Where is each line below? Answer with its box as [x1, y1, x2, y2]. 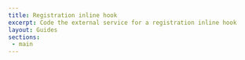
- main [11, 41, 34, 48]
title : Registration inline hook [8, 11, 118, 19]
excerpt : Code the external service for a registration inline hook [8, 19, 237, 26]
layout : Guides [8, 26, 58, 34]
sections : [8, 33, 41, 41]
